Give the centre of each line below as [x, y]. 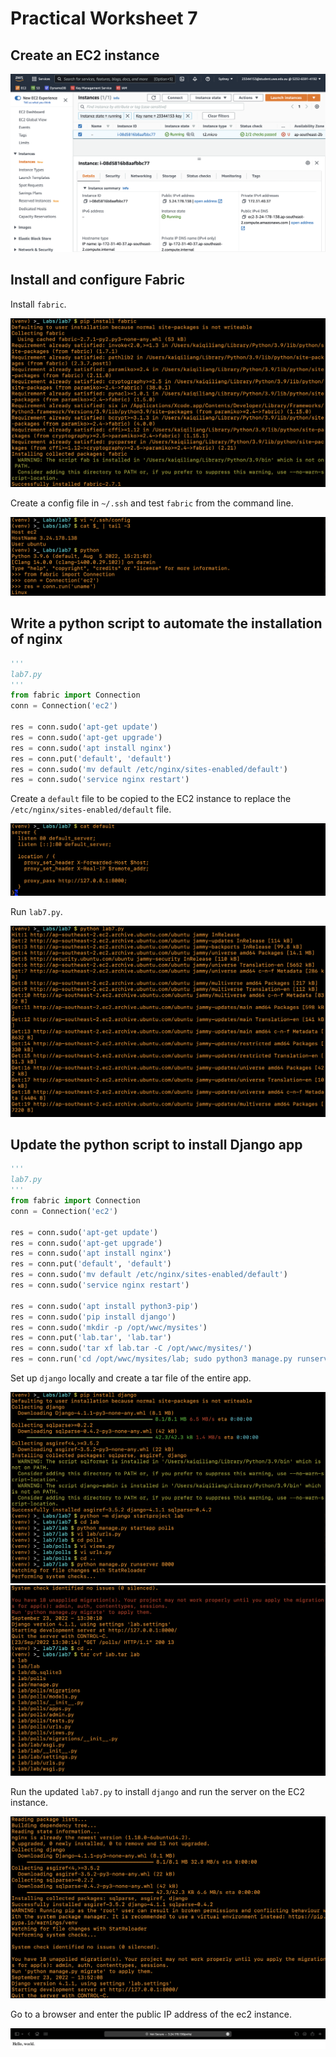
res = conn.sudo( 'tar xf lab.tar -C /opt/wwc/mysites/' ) [131, 1348]
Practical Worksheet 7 [104, 18]
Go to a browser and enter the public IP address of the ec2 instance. [151, 2014]
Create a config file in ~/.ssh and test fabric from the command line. [152, 503]
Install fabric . [38, 304]
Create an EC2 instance [85, 55]
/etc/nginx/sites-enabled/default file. [91, 809]
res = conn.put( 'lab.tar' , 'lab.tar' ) [91, 1338]
